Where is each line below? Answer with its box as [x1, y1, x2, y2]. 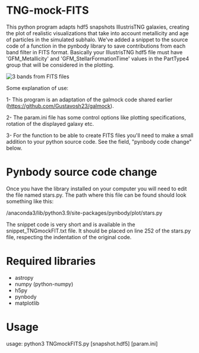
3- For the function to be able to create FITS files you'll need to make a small [6, 132, 194, 139]
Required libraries [6, 255, 96, 268]
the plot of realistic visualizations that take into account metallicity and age [6, 29, 189, 36]
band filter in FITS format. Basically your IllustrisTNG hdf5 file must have [6, 48, 183, 55]
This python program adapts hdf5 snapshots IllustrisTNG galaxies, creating [6, 23, 189, 30]
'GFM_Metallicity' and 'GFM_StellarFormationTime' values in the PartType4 [6, 55, 189, 62]
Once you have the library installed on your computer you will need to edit [6, 185, 187, 192]
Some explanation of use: [6, 84, 69, 91]
